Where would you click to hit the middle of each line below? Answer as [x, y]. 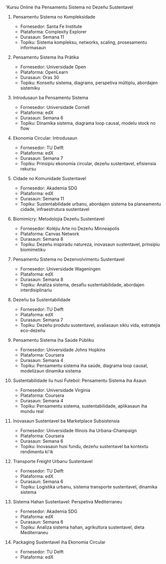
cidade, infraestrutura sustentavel [55, 209]
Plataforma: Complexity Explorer [53, 32]
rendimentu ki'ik [37, 452]
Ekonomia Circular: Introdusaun [45, 138]
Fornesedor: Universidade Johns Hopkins [63, 350]
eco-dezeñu [33, 330]
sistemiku [30, 88]
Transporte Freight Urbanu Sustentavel [53, 461]
